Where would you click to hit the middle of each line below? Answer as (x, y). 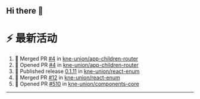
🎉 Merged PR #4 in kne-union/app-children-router (76, 59)
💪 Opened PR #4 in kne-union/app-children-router (76, 65)
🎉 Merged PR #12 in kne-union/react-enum (67, 78)
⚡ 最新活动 (32, 38)
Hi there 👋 (25, 11)
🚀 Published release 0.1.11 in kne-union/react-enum (77, 71)
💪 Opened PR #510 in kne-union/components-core (77, 84)
